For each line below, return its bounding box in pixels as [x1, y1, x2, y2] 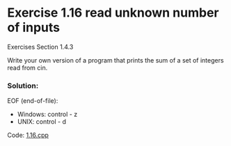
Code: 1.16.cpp [7, 131, 49, 140]
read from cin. [7, 63, 48, 72]
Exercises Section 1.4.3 [7, 42, 74, 51]
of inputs [7, 19, 61, 35]
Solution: [7, 81, 39, 90]
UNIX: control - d [17, 117, 66, 126]
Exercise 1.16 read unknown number [7, 5, 219, 21]
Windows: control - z [17, 110, 78, 119]
